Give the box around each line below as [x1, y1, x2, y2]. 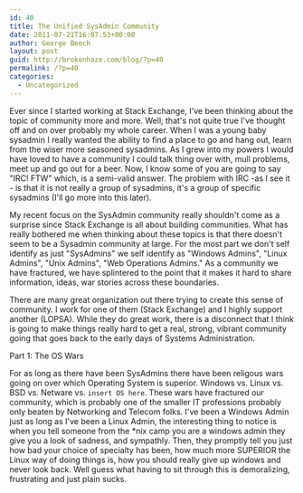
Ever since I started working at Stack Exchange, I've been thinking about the [9, 105, 294, 116]
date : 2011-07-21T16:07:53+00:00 [9, 30, 136, 39]
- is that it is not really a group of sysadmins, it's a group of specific [9, 182, 261, 193]
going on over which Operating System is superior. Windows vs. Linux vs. [9, 377, 284, 388]
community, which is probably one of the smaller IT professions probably [9, 396, 282, 407]
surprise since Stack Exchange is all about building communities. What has [9, 219, 289, 230]
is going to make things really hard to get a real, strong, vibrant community [9, 323, 288, 334]
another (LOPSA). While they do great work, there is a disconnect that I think [9, 313, 294, 324]
